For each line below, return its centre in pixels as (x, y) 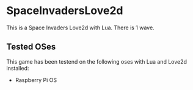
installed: (18, 68)
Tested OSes (31, 47)
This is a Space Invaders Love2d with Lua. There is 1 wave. (80, 28)
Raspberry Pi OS (36, 80)
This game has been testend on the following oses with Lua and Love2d (97, 61)
